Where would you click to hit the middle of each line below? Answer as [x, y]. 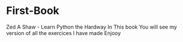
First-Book [33, 11]
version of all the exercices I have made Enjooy [64, 33]
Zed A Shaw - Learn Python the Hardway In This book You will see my [92, 27]
